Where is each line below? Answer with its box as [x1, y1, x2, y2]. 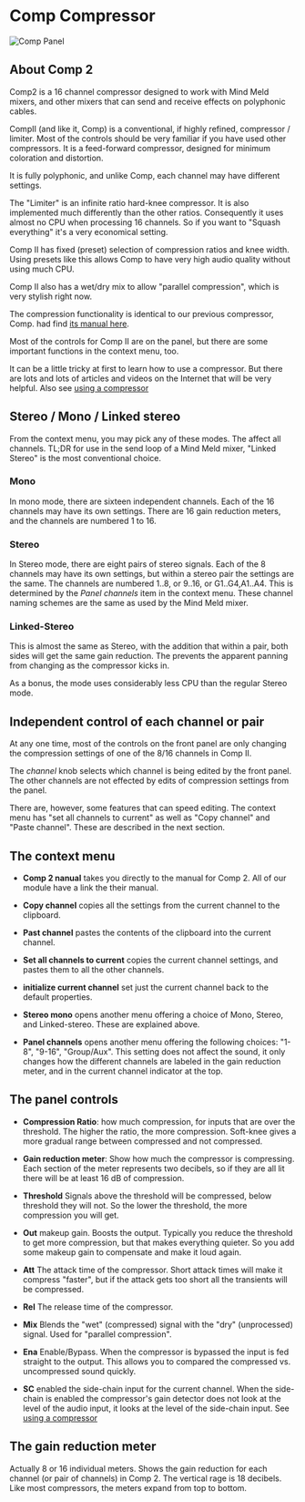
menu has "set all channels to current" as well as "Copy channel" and [9, 812, 270, 823]
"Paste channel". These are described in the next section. [9, 822, 226, 833]
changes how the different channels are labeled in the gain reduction [22, 1056, 281, 1067]
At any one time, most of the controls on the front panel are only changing [9, 738, 287, 749]
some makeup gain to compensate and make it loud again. [22, 1246, 242, 1258]
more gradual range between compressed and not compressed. [22, 1136, 263, 1147]
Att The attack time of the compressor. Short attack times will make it [22, 1264, 283, 1275]
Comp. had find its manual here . [9, 318, 130, 329]
